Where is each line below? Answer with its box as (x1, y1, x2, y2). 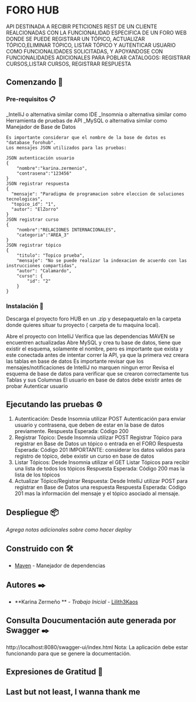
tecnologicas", (6, 196, 43, 202)
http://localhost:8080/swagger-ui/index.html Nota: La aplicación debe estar (6, 643, 188, 650)
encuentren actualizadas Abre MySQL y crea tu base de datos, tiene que (6, 339, 181, 346)
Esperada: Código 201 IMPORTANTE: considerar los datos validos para (14, 446, 185, 453)
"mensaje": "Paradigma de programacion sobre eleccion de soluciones (11, 191, 184, 197)
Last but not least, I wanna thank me (6, 687, 140, 697)
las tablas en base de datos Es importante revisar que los (6, 357, 144, 364)
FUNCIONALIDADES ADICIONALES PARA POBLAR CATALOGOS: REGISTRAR (6, 54, 191, 61)
